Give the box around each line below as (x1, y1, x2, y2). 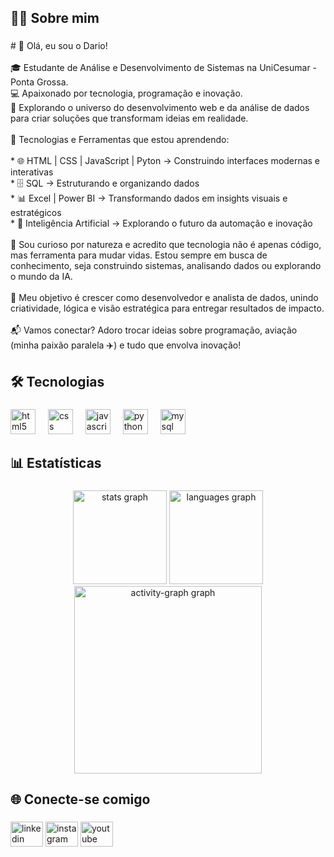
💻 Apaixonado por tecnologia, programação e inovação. (10, 87, 243, 100)
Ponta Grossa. (10, 76, 69, 88)
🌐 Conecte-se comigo (10, 791, 151, 808)
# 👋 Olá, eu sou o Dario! (10, 40, 108, 52)
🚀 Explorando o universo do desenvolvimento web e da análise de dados (10, 102, 310, 114)
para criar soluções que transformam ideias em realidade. (10, 112, 249, 125)
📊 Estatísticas (10, 455, 102, 472)
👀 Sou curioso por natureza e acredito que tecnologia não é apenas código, (10, 239, 322, 251)
